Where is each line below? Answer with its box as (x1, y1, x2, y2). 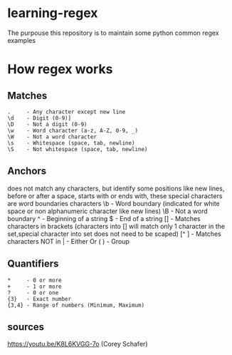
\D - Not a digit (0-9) (7, 120, 88, 128)
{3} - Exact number (7, 295, 72, 302)
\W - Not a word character (7, 133, 97, 140)
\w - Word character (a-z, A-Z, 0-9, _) (7, 127, 139, 134)
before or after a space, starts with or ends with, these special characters (7, 191, 223, 200)
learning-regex (7, 5, 98, 21)
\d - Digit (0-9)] (7, 114, 72, 122)
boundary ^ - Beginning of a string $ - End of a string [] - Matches (7, 214, 201, 222)
